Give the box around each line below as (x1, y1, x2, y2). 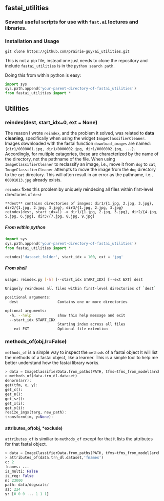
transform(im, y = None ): (5, 414, 54, 420)
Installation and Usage (5, 38, 60, 45)
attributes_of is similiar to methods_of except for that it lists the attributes (5, 436, 153, 442)
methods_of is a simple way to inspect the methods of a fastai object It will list (5, 349, 158, 355)
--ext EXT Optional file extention (9, 326, 108, 332)
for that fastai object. (5, 441, 47, 447)
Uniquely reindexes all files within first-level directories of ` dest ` (5, 286, 156, 291)
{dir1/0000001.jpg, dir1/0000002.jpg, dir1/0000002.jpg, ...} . (5, 145, 136, 151)
